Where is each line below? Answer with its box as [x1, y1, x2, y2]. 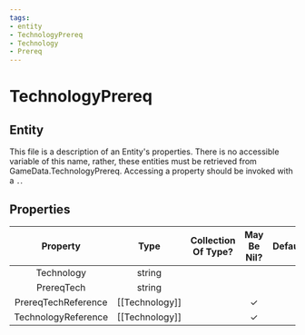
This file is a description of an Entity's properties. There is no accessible [9, 146, 280, 157]
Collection [190, 233, 236, 246]
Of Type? [192, 245, 233, 258]
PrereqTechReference [15, 296, 108, 309]
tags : [9, 13, 30, 23]
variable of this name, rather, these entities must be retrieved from [9, 156, 257, 167]
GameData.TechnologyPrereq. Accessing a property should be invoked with [9, 165, 293, 177]
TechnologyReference [14, 310, 109, 323]
